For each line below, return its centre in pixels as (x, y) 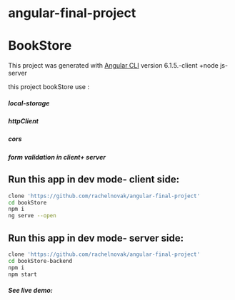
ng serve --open (32, 216)
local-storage (29, 103)
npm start (23, 274)
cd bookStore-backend (40, 261)
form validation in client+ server (57, 157)
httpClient (23, 121)
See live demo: (30, 291)
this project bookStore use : (49, 87)
